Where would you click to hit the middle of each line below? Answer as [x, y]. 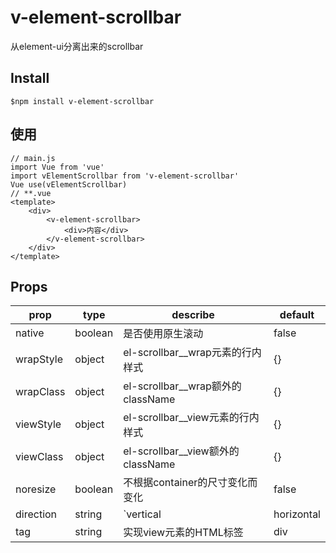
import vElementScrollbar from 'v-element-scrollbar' [125, 176]
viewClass [39, 457]
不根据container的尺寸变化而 [190, 483]
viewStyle [38, 424]
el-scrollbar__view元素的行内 [191, 418]
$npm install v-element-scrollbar [82, 101]
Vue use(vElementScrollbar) [69, 184]
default [297, 315]
